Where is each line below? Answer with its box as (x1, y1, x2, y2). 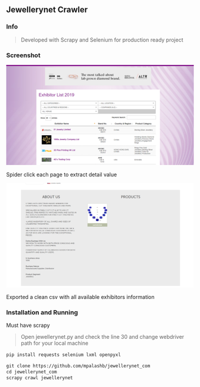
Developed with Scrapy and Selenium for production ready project (20, 36, 183, 43)
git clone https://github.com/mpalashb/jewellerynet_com (6, 363, 151, 369)
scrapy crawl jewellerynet (6, 375, 73, 381)
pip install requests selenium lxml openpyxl (6, 352, 121, 358)
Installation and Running (6, 308, 79, 316)
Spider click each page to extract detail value (6, 171, 117, 178)
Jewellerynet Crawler (6, 5, 88, 15)
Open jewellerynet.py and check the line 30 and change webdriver (20, 333, 185, 341)
